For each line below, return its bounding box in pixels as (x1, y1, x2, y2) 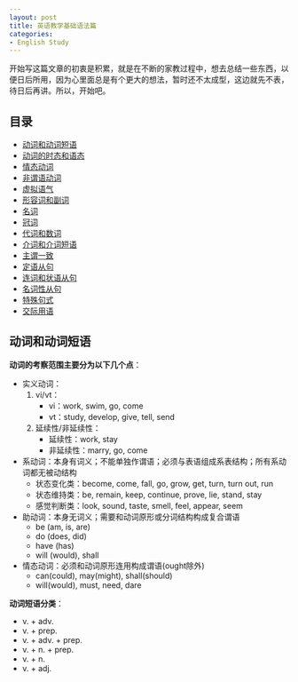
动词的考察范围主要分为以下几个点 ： (9, 359, 142, 369)
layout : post (9, 12, 58, 22)
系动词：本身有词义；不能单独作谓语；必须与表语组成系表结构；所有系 (21, 456, 279, 466)
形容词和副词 (21, 194, 69, 205)
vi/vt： (35, 389, 60, 400)
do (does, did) (35, 530, 87, 542)
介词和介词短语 (21, 239, 77, 250)
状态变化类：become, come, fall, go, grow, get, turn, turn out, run (35, 478, 274, 488)
